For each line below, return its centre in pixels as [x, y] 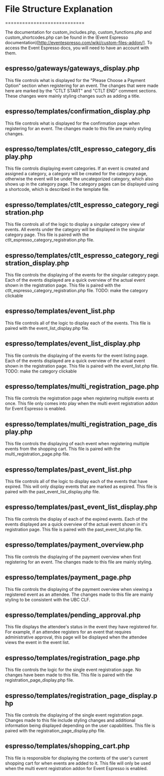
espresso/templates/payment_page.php [68, 577]
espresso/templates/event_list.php [60, 311]
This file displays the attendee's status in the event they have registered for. [82, 627]
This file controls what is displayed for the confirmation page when [72, 123]
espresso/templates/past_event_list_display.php [81, 507]
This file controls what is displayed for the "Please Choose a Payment [75, 80]
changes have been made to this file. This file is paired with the [69, 675]
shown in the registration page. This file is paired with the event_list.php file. [82, 366]
